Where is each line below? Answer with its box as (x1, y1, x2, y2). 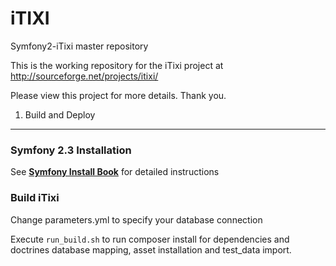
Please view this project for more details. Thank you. (10, 89, 227, 101)
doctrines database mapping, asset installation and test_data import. (10, 243, 292, 256)
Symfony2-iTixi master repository (10, 40, 149, 52)
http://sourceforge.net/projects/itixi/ (10, 70, 159, 82)
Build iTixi (10, 191, 60, 205)
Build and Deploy (24, 108, 96, 121)
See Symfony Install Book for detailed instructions (10, 166, 220, 178)
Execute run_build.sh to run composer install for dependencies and (10, 233, 290, 245)
